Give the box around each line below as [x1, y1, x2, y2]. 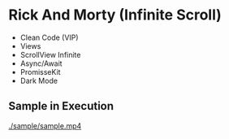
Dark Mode [19, 76, 58, 85]
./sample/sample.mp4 [8, 120, 82, 131]
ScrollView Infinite [19, 50, 81, 59]
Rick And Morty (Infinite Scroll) [8, 6, 222, 24]
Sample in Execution [8, 99, 114, 113]
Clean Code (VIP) [19, 33, 79, 42]
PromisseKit [19, 67, 61, 76]
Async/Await [19, 59, 63, 68]
